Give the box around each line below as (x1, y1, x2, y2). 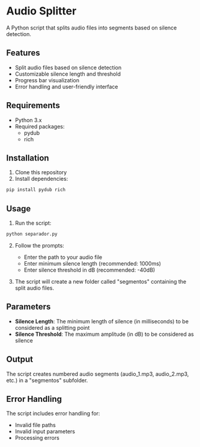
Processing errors (14, 434, 60, 442)
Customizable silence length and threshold (14, 70, 121, 78)
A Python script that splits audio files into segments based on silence (6, 24, 177, 31)
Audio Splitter (6, 4, 77, 18)
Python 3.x (14, 116, 42, 124)
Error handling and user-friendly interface (14, 83, 118, 90)
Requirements (6, 100, 60, 111)
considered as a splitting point (14, 324, 90, 331)
